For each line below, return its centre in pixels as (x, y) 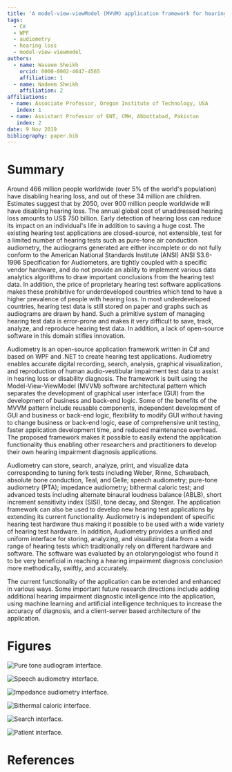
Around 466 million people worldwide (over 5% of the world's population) (112, 189)
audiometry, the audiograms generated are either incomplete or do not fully (115, 248)
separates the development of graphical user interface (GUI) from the (106, 393)
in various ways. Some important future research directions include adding (113, 589)
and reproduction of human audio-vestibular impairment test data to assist (113, 371)
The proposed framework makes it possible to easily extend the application (114, 437)
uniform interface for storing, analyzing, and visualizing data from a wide (110, 539)
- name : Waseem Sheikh (46, 65)
